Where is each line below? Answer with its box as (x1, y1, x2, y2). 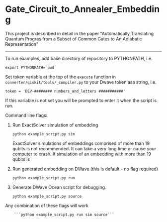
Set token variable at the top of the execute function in (5, 74, 116, 80)
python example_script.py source (12, 194, 82, 199)
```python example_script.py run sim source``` (14, 212, 114, 217)
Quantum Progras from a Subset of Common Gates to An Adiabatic (5, 36, 143, 42)
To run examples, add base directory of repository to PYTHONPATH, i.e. (5, 55, 153, 61)
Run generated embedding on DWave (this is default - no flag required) (12, 166, 158, 172)
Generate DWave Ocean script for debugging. (12, 184, 106, 190)
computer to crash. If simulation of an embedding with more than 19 (12, 151, 152, 157)
